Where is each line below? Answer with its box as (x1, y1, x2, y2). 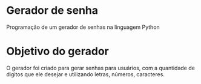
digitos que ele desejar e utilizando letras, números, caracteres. (6, 70, 165, 78)
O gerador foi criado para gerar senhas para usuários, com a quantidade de (6, 64, 195, 71)
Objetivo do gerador (6, 44, 109, 58)
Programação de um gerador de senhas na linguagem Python (6, 23, 160, 31)
